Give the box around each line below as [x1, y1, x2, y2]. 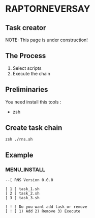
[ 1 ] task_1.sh [5, 186, 40, 192]
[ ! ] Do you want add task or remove [5, 204, 87, 209]
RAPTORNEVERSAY [5, 3, 90, 15]
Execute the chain [12, 70, 51, 76]
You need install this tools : [5, 99, 61, 105]
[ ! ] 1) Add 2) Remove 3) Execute [5, 209, 81, 214]
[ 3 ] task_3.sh [5, 196, 40, 201]
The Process [5, 51, 46, 60]
